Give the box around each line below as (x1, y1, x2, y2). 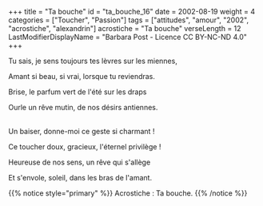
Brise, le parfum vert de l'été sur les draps (8, 87, 147, 97)
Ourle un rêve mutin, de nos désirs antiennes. (8, 103, 158, 112)
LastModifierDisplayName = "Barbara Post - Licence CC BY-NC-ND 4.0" (8, 32, 248, 42)
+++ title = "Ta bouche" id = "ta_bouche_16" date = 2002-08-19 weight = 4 (8, 7, 256, 16)
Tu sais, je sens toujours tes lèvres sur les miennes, (8, 56, 177, 65)
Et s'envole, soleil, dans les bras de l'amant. (8, 173, 153, 182)
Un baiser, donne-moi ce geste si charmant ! (8, 127, 155, 136)
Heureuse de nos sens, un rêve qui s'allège (8, 157, 151, 167)
